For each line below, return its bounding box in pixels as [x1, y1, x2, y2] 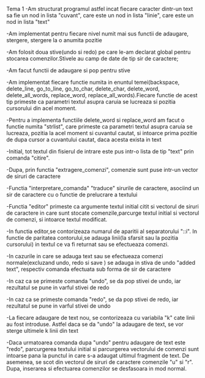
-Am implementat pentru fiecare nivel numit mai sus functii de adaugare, [6, 30, 189, 37]
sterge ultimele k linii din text [6, 327, 78, 334]
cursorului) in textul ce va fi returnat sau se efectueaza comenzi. [6, 241, 170, 248]
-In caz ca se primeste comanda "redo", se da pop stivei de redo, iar [6, 296, 179, 303]
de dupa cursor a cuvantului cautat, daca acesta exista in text [6, 136, 162, 143]
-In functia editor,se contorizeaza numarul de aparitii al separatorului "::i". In [6, 228, 198, 235]
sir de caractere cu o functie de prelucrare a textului [6, 191, 138, 198]
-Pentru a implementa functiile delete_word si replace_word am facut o [6, 116, 185, 124]
